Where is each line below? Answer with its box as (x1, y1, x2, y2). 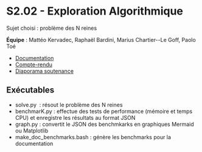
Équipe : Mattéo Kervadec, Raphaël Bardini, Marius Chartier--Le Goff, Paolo (6, 36, 196, 43)
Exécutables (6, 85, 55, 95)
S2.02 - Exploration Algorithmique (6, 4, 184, 18)
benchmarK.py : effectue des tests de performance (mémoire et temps (15, 108, 193, 115)
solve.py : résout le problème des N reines (15, 101, 123, 108)
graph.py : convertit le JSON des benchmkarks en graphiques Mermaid (15, 120, 195, 128)
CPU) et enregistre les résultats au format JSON (15, 114, 136, 121)
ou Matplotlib (15, 126, 49, 134)
